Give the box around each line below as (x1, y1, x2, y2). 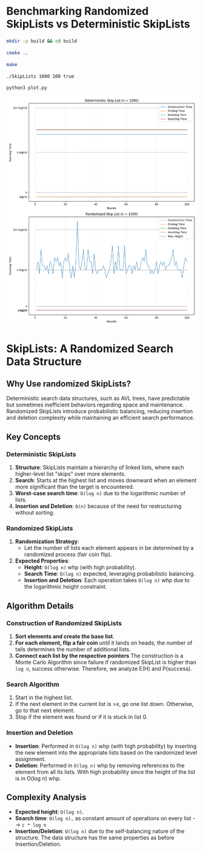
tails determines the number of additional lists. (15, 646, 131, 653)
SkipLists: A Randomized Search (6, 341, 174, 355)
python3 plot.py (6, 85, 47, 91)
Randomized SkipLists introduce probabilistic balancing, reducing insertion (6, 408, 193, 415)
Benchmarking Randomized (6, 4, 149, 18)
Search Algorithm (6, 680, 59, 688)
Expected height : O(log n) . (15, 808, 84, 815)
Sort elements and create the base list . (15, 633, 115, 640)
